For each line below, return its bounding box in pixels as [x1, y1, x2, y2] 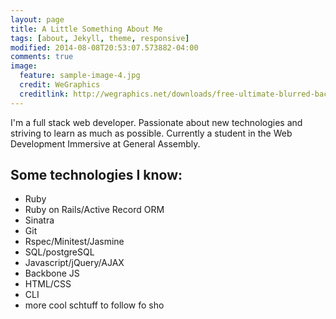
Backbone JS [24, 267, 80, 280]
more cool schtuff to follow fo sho [24, 299, 165, 311]
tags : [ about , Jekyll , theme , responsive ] [10, 33, 190, 43]
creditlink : [19, 89, 70, 99]
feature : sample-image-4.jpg [19, 71, 141, 81]
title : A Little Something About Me [10, 24, 163, 34]
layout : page [10, 14, 65, 25]
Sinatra [24, 214, 55, 226]
